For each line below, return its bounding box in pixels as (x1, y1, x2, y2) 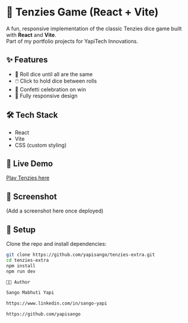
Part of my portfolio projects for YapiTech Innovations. (6, 37, 138, 45)
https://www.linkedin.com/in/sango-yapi (6, 300, 108, 306)
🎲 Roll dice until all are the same (14, 71, 93, 78)
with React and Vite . (6, 31, 56, 38)
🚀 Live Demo (6, 159, 53, 169)
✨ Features (6, 55, 48, 65)
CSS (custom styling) (14, 141, 67, 148)
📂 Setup (6, 224, 36, 235)
